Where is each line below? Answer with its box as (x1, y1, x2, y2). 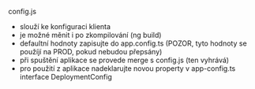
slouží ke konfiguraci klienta (19, 22, 111, 31)
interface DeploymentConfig (19, 72, 113, 81)
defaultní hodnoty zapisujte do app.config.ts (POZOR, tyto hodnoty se (19, 39, 247, 48)
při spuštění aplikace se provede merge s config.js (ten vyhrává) (19, 55, 230, 65)
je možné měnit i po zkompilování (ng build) (19, 31, 162, 39)
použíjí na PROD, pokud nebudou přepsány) (19, 47, 163, 56)
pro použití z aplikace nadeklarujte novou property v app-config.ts (19, 64, 236, 73)
